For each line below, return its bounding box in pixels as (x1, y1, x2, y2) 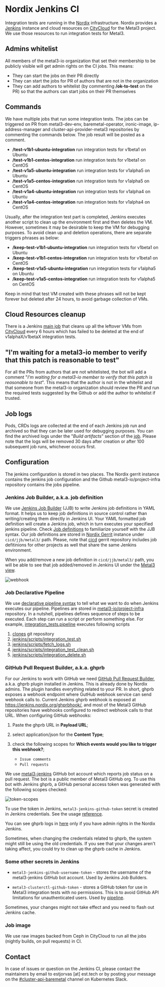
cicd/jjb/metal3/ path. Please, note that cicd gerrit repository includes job (5, 537, 157, 543)
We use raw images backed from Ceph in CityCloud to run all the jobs (5, 933, 147, 939)
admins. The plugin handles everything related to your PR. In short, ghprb (5, 686, 154, 692)
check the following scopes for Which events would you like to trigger (12, 741, 157, 747)
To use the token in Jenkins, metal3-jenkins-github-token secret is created (5, 806, 158, 812)
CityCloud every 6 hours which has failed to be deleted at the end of (5, 329, 144, 335)
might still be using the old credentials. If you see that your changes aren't (5, 840, 156, 846)
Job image (5, 922, 31, 929)
